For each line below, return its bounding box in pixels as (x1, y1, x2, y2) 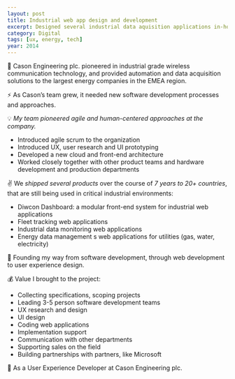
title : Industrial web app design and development (7, 17, 158, 24)
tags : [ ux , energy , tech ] (7, 36, 83, 43)
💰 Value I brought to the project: (7, 275, 101, 283)
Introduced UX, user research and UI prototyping (17, 143, 159, 151)
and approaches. (7, 101, 56, 109)
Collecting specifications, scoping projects (17, 291, 141, 299)
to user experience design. (7, 261, 85, 269)
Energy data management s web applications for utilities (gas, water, (17, 232, 215, 241)
